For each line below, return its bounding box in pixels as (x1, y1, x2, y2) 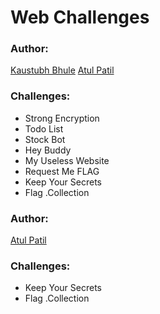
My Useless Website (24, 154, 110, 166)
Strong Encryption (24, 112, 100, 124)
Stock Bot (24, 133, 66, 145)
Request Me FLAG (24, 165, 100, 177)
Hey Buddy (24, 144, 72, 156)
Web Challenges (10, 6, 150, 29)
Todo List (24, 122, 64, 135)
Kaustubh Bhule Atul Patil (10, 64, 115, 76)
